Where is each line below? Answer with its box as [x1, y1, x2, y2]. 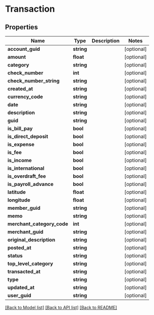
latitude [7, 189, 26, 195]
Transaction [5, 3, 55, 15]
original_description [7, 236, 55, 243]
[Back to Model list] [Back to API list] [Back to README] [5, 305, 117, 310]
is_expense [7, 141, 35, 148]
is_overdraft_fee [7, 173, 46, 180]
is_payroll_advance [7, 181, 54, 187]
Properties [5, 23, 38, 31]
